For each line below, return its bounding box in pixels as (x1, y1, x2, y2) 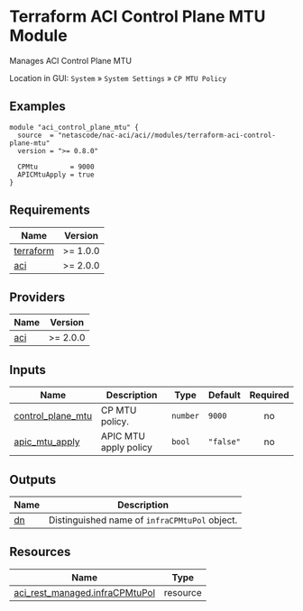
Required (249, 389, 289, 402)
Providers (9, 289, 66, 305)
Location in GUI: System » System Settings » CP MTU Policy (9, 72, 227, 83)
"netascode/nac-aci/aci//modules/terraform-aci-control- (57, 131, 277, 140)
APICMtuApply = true (17, 169, 95, 179)
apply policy (100, 442, 153, 454)
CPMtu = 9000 (17, 162, 95, 171)
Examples (9, 99, 66, 114)
